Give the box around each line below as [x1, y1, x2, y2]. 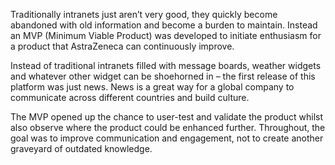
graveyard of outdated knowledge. [10, 143, 153, 154]
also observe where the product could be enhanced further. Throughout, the [10, 122, 326, 133]
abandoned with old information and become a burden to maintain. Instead [10, 19, 318, 31]
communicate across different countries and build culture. [10, 92, 250, 103]
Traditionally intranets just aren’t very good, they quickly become [10, 9, 278, 20]
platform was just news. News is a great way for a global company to [10, 81, 295, 93]
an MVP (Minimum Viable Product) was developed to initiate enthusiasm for [10, 30, 322, 41]
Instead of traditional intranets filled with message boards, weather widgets [10, 60, 322, 71]
